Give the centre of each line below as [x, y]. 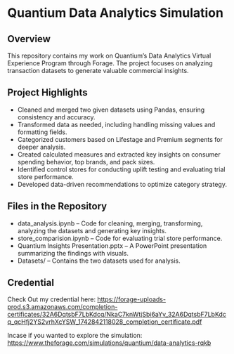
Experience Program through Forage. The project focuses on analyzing [110, 63]
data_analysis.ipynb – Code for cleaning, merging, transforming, [110, 223]
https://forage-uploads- [132, 299]
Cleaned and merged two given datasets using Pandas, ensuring [111, 110]
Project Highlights [47, 93]
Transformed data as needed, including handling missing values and [116, 124]
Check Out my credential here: [52, 299]
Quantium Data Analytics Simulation [115, 13]
